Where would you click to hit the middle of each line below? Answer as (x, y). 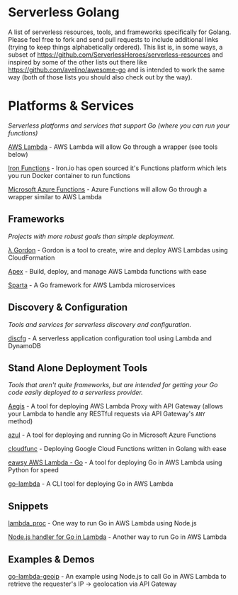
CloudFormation (32, 257)
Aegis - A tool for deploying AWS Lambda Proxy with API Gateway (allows (116, 406)
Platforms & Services (71, 106)
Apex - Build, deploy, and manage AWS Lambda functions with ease (108, 271)
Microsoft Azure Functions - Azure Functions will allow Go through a (108, 189)
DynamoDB (25, 345)
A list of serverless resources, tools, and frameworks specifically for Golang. (120, 32)
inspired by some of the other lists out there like (78, 62)
